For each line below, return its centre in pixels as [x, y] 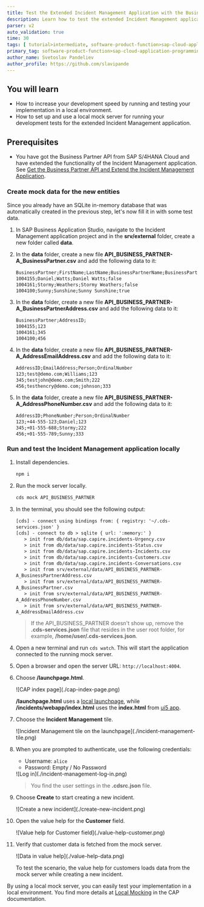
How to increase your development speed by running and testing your [103, 104]
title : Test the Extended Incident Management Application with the [95, 13]
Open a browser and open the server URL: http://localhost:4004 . [98, 666]
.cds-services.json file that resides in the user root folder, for [108, 630]
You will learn [33, 89]
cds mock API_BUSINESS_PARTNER [55, 497]
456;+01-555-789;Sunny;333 [50, 434]
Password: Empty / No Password [65, 767]
